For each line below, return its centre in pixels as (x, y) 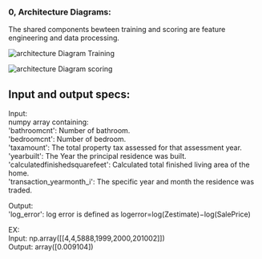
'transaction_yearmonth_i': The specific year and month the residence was (131, 182)
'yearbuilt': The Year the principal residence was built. (97, 156)
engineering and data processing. (64, 38)
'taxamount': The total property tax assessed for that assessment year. (125, 148)
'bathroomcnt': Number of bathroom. (69, 131)
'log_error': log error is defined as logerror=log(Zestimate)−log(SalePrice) (129, 214)
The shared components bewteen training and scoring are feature (117, 30)
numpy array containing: (49, 122)
